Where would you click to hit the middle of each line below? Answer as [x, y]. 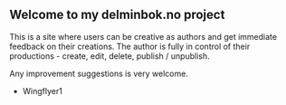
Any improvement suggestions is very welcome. [99, 73]
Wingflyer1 [43, 91]
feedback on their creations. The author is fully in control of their [130, 46]
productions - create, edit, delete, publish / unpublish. [110, 56]
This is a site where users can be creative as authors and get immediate [143, 36]
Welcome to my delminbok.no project [117, 15]
